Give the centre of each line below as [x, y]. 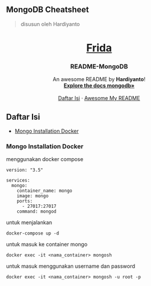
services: [18, 181]
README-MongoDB [99, 66]
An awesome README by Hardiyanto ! [99, 79]
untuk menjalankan [29, 223]
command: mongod [37, 212]
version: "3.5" [25, 170]
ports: [25, 201]
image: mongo [33, 196]
